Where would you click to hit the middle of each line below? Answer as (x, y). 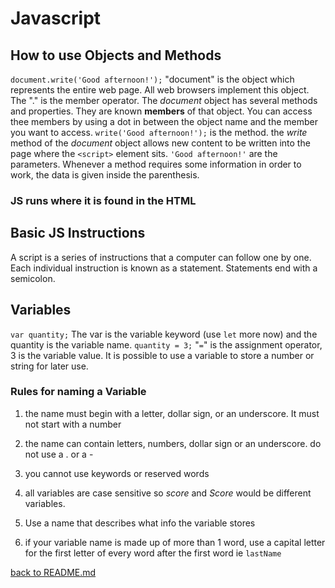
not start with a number (73, 424)
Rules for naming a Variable (78, 392)
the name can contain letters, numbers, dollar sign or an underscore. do (173, 443)
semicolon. (33, 278)
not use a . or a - (59, 454)
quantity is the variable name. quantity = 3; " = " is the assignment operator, (166, 344)
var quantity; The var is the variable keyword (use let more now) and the (164, 334)
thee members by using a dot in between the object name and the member (164, 121)
